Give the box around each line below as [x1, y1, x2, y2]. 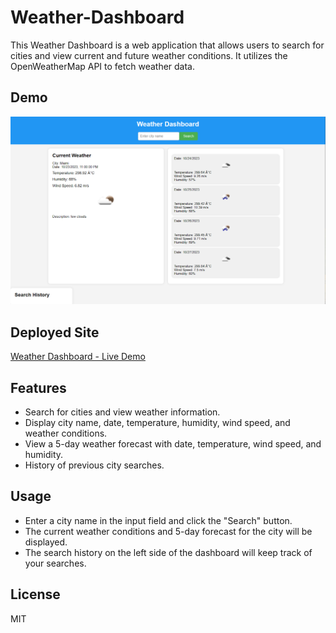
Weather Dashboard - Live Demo [10, 351, 146, 363]
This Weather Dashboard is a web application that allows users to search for [10, 39, 325, 51]
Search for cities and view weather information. [24, 406, 221, 418]
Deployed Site [10, 324, 100, 341]
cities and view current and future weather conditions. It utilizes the [10, 49, 288, 61]
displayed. [24, 536, 68, 548]
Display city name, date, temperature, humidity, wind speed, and [24, 417, 291, 429]
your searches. [24, 557, 87, 569]
